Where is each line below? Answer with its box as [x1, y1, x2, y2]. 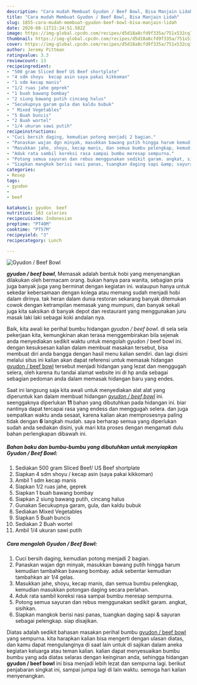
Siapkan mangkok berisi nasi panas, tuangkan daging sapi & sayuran [15, 611, 181, 618]
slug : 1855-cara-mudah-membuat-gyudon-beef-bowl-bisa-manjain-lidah [6, 19, 177, 25]
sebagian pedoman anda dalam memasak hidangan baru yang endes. [6, 375, 175, 382]
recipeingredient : [6, 63, 51, 69]
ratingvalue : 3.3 [6, 52, 49, 58]
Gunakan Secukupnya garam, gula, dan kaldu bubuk [15, 502, 141, 509]
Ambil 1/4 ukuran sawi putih [15, 527, 82, 534]
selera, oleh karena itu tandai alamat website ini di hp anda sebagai [6, 369, 168, 376]
